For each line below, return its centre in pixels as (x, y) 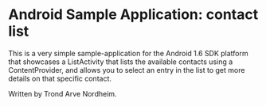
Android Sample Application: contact (133, 15)
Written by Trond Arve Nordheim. (63, 93)
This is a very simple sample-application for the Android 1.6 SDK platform (128, 53)
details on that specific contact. (60, 78)
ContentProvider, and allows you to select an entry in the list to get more (127, 70)
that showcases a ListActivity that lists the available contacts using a (121, 62)
